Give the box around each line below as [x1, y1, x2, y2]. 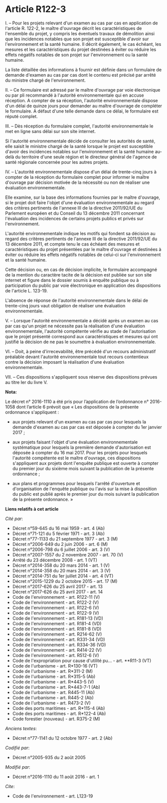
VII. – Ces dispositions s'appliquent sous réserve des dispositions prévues [5, 374, 158, 380]
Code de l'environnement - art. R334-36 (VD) [12, 642, 106, 648]
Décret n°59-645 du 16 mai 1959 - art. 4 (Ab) [12, 525, 105, 531]
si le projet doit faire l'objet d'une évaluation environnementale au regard [5, 199, 155, 205]
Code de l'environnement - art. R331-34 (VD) [12, 636, 106, 642]
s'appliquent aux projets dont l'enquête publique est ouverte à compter [12, 460, 159, 466]
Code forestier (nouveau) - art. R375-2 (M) [12, 716, 101, 722]
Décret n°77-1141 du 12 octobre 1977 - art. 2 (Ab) [12, 735, 113, 741]
